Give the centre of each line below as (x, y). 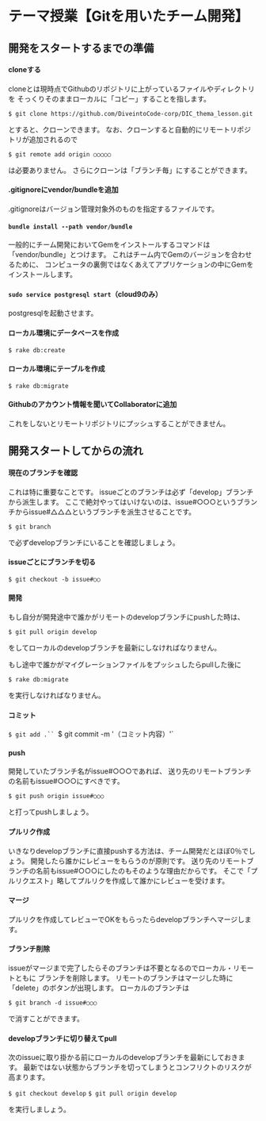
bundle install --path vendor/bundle (70, 227)
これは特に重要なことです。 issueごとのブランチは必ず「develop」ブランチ (131, 492)
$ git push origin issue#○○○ (56, 797)
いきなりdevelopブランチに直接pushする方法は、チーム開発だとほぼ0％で (129, 850)
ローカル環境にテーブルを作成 (57, 369)
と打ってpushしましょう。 (51, 812)
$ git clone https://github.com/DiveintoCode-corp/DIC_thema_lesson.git (131, 113)
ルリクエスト (29, 881)
